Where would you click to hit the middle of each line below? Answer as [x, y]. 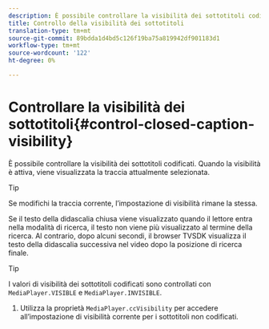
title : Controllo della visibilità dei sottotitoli [96, 23]
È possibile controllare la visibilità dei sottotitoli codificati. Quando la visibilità [134, 163]
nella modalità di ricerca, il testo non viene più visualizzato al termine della [130, 227]
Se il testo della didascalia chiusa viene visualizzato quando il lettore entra [130, 218]
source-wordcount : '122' [50, 53]
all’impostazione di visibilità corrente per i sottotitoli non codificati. [129, 316]
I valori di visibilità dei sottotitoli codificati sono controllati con [110, 284]
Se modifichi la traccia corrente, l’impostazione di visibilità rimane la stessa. [133, 203]
